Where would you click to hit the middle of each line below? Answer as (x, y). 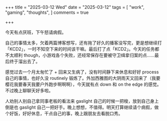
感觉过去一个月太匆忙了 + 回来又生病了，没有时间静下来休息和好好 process (82, 72)
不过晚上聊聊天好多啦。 (29, 91)
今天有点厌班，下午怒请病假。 (36, 32)
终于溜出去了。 (25, 61)
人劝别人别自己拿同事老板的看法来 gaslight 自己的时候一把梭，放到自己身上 (82, 101)
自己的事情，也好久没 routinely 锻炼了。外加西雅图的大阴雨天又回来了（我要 (83, 78)
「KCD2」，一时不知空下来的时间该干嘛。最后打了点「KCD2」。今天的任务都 (82, 49)
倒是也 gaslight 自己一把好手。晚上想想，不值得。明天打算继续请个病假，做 (82, 107)
